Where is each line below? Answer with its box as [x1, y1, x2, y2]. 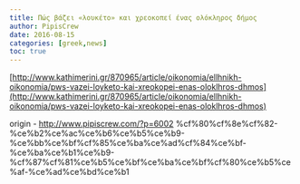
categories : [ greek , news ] [9, 38, 107, 48]
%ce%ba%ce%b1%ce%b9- [9, 147, 115, 159]
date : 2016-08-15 [9, 30, 75, 39]
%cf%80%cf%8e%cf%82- [175, 119, 278, 130]
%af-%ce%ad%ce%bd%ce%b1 [9, 167, 130, 178]
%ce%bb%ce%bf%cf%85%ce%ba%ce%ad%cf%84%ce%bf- [9, 138, 247, 149]
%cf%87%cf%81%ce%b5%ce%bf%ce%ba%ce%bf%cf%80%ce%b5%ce [9, 157, 292, 168]
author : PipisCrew [9, 22, 79, 31]
